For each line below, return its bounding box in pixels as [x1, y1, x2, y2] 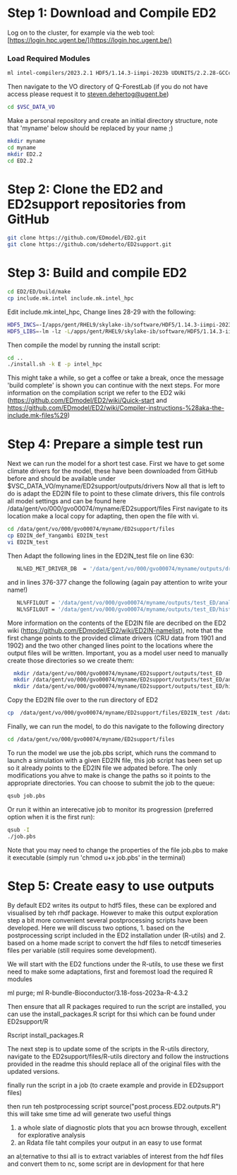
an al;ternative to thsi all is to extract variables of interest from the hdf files [7, 1152, 224, 1161]
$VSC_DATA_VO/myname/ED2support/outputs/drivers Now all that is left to [7, 482, 226, 491]
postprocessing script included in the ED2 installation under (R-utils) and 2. [7, 931, 226, 940]
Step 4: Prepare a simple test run [7, 436, 203, 452]
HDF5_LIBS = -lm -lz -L [7, 327, 71, 335]
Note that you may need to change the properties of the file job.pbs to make [7, 846, 229, 854]
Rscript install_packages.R [7, 1031, 84, 1040]
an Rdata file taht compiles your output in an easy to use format [17, 1138, 202, 1147]
